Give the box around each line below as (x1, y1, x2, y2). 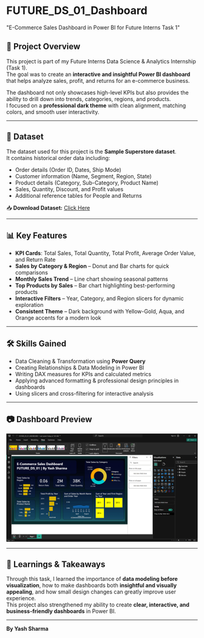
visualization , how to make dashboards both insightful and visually (6, 582, 177, 589)
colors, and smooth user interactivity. (6, 108, 100, 116)
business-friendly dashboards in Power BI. (6, 608, 117, 615)
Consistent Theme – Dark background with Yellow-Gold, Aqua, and (15, 308, 185, 315)
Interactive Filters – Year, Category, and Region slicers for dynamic (15, 295, 184, 302)
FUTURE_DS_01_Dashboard (6, 4, 148, 18)
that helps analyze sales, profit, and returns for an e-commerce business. (6, 77, 190, 84)
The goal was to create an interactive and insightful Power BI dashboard (6, 71, 191, 78)
